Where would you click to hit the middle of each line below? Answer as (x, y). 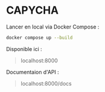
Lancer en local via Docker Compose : (53, 27)
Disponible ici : (24, 49)
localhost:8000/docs (46, 83)
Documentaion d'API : (33, 72)
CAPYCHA (32, 10)
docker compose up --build (39, 37)
